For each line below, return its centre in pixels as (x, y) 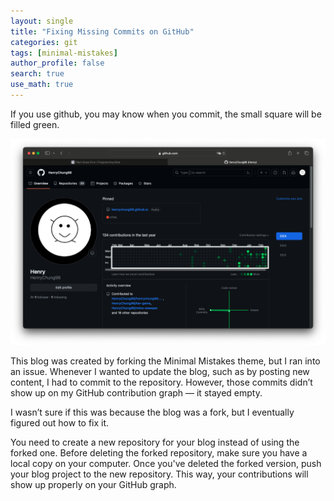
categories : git (44, 42)
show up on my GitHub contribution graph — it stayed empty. (136, 392)
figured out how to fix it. (60, 422)
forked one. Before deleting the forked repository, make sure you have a (159, 452)
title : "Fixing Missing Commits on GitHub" (102, 31)
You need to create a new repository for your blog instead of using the (155, 442)
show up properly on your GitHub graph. (93, 484)
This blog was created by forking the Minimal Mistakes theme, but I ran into (165, 361)
